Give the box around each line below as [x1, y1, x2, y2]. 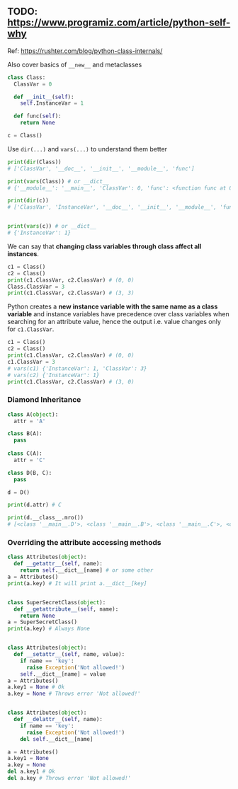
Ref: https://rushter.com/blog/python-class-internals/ [7, 46, 163, 55]
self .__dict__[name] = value [20, 670, 106, 678]
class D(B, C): [7, 469, 52, 476]
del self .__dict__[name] [20, 735, 93, 742]
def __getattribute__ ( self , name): [13, 605, 119, 613]
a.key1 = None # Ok [7, 684, 65, 691]
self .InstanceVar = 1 [20, 100, 84, 107]
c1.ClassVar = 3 [7, 358, 55, 365]
